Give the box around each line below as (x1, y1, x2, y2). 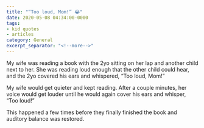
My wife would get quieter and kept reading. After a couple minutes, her (6, 84, 187, 91)
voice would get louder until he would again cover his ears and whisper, (6, 90, 186, 98)
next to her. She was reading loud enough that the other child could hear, (6, 66, 190, 73)
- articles (6, 32, 34, 38)
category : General (6, 37, 53, 43)
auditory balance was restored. (6, 115, 85, 122)
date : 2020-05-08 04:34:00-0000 (6, 15, 88, 21)
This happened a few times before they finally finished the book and (6, 109, 178, 116)
